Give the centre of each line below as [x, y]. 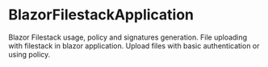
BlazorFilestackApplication [101, 15]
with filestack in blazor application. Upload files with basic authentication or [134, 45]
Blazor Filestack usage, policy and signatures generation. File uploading [128, 37]
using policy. [29, 54]
